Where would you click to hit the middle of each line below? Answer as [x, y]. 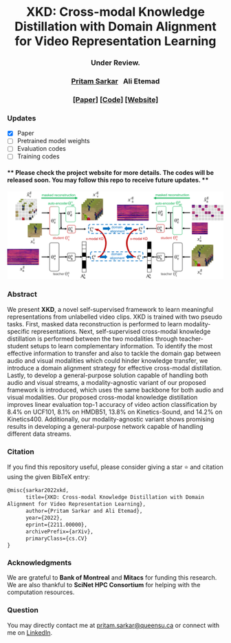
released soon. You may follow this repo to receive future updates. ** [108, 180]
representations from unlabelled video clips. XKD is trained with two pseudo [115, 317]
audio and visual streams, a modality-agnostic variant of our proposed [107, 382]
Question [23, 610]
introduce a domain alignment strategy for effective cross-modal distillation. [114, 368]
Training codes [38, 156]
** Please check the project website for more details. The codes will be [111, 173]
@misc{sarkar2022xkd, [38, 491]
